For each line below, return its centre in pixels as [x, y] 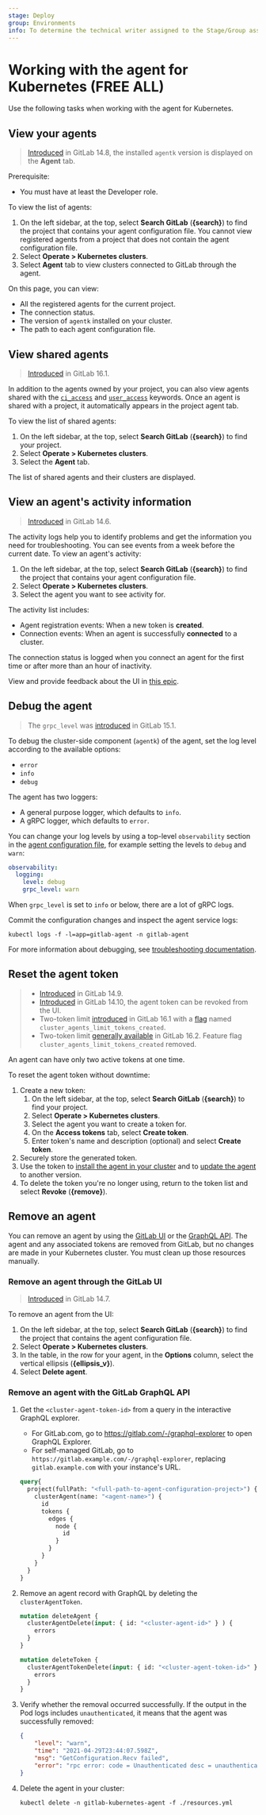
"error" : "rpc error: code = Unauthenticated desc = [123, 1765]
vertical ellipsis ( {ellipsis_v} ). [67, 1363]
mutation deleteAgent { [59, 1616]
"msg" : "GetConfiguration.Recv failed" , [102, 1758]
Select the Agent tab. [55, 461]
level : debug [44, 882]
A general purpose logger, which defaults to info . [101, 812]
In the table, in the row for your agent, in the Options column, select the [137, 1354]
